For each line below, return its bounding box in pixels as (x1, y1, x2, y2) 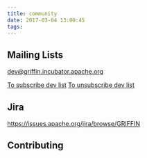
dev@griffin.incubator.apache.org (7, 68, 104, 76)
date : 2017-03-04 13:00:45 (7, 17, 85, 24)
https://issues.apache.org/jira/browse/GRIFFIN (7, 120, 141, 127)
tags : (7, 23, 23, 30)
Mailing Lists (7, 49, 64, 61)
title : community (7, 10, 58, 17)
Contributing (7, 140, 64, 152)
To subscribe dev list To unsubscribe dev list (7, 81, 135, 89)
